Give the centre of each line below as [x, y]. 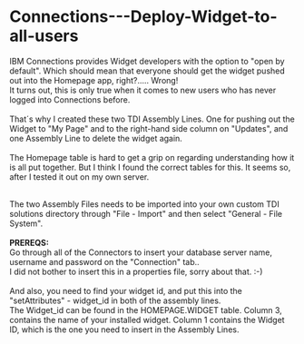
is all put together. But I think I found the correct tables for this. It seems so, [150, 167]
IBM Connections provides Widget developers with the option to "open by [147, 61]
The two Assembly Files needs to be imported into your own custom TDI [144, 204]
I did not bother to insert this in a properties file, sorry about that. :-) [136, 271]
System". [26, 223]
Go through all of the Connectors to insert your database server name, [141, 252]
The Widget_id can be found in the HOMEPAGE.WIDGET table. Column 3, [146, 310]
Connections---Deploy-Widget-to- [144, 17]
